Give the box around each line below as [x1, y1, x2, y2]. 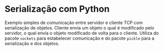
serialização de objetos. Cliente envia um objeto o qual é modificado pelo [4, 25, 155, 30]
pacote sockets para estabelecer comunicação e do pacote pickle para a [4, 35, 155, 41]
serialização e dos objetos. [4, 40, 60, 46]
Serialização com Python [4, 3, 110, 15]
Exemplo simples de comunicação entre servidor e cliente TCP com [4, 20, 143, 25]
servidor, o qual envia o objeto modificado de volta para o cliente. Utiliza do [4, 30, 159, 36]
